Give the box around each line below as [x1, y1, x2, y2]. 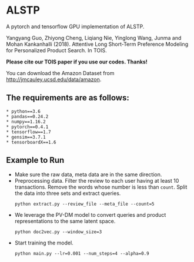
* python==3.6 [6, 108, 41, 115]
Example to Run [6, 155, 65, 165]
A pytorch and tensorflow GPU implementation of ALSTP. [6, 23, 145, 30]
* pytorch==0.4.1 [6, 124, 49, 130]
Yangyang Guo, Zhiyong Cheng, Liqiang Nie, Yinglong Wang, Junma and [6, 34, 182, 41]
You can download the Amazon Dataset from [6, 69, 115, 76]
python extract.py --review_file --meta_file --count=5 [14, 201, 155, 207]
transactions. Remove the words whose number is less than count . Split [14, 183, 188, 190]
